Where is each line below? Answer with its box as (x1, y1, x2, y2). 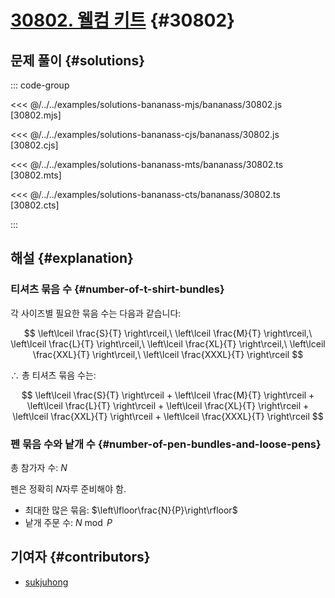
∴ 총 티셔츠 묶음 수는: (10, 369, 97, 381)
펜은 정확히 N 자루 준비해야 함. (10, 482, 127, 495)
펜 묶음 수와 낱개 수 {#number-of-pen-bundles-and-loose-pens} (10, 437, 322, 451)
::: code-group (10, 79, 70, 91)
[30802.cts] (10, 199, 60, 211)
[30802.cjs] (10, 139, 59, 151)
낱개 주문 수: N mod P (24, 516, 113, 528)
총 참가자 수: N (10, 461, 68, 473)
